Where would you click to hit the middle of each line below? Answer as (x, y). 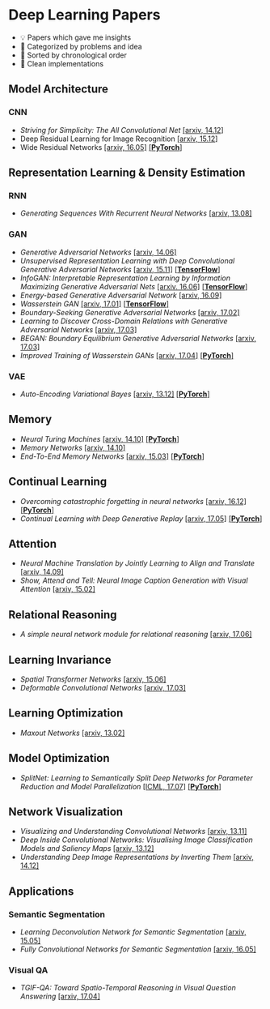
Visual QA (28, 970)
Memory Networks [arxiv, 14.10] (73, 447)
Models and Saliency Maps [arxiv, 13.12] (87, 849)
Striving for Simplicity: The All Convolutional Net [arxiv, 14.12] (122, 130)
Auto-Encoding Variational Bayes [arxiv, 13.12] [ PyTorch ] (115, 394)
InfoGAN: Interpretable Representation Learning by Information (125, 278)
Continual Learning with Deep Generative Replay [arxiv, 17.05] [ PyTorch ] (141, 518)
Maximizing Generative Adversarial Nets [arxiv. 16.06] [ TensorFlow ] (134, 286)
